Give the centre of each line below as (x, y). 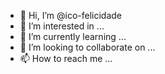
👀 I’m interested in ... (62, 26)
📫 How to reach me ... (66, 58)
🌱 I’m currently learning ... (73, 36)
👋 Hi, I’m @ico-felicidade (71, 15)
